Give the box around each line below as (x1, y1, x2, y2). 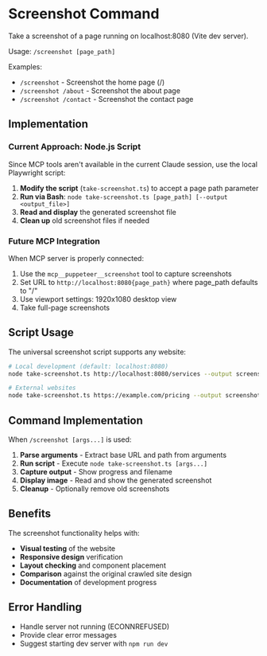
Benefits (8, 507, 52, 521)
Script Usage (8, 326, 74, 339)
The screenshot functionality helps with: (8, 528, 141, 537)
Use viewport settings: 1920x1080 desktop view (19, 294, 177, 303)
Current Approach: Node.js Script (8, 141, 141, 152)
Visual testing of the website (19, 543, 116, 553)
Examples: (8, 61, 42, 72)
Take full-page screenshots (19, 303, 110, 312)
